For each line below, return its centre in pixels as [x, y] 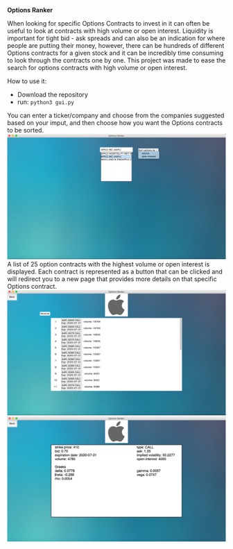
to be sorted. [25, 130]
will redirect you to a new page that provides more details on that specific [112, 279]
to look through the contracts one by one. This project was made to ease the [116, 60]
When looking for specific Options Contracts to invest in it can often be [109, 23]
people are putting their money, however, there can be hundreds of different [116, 45]
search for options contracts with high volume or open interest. [97, 68]
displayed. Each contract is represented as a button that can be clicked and [115, 272]
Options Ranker [30, 10]
